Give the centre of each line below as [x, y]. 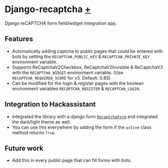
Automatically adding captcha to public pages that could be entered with [87, 51]
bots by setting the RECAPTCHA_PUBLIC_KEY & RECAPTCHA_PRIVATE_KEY [81, 56]
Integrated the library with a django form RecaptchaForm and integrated [85, 116]
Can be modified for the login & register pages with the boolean [78, 83]
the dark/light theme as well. [41, 122]
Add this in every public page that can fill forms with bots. [72, 160]
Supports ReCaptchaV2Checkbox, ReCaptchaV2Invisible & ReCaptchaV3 [87, 67]
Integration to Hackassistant [50, 104]
